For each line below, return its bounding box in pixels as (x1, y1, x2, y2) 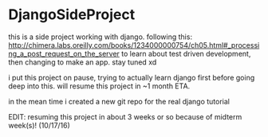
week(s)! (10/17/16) (8, 120, 70, 130)
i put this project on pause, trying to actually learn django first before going (8, 72, 255, 82)
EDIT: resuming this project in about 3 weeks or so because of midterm (8, 112, 242, 121)
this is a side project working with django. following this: (8, 32, 193, 41)
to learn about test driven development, (120, 49, 251, 58)
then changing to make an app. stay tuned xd (8, 57, 157, 67)
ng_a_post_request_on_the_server (8, 49, 120, 58)
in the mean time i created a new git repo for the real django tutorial (8, 96, 230, 106)
